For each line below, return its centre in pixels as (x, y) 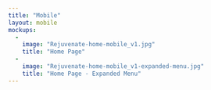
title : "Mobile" (34, 15)
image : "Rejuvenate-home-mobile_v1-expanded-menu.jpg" (113, 67)
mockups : (22, 30)
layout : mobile (33, 23)
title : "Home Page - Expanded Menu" (82, 74)
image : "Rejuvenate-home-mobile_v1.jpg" (89, 45)
